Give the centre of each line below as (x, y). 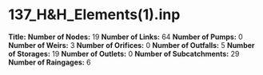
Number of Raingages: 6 (50, 62)
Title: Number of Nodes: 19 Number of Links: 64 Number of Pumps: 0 (126, 37)
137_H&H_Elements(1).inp (94, 15)
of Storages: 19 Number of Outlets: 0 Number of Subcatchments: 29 (124, 53)
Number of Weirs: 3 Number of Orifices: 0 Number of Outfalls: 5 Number (131, 45)
